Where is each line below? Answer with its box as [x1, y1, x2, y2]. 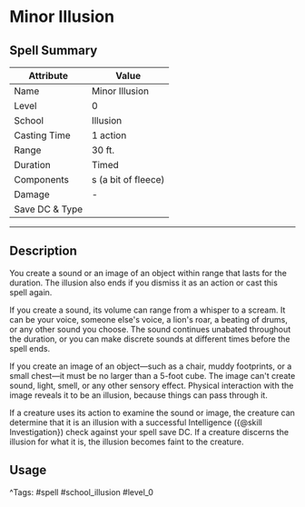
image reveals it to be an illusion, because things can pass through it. [9, 389, 268, 401]
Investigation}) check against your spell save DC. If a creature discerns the [9, 426, 289, 437]
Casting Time [14, 129, 71, 142]
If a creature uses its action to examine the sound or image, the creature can [9, 407, 295, 418]
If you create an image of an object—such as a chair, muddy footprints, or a [9, 361, 292, 372]
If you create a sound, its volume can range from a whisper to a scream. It [9, 304, 286, 315]
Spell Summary [9, 43, 98, 58]
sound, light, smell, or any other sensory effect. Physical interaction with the [9, 380, 294, 391]
